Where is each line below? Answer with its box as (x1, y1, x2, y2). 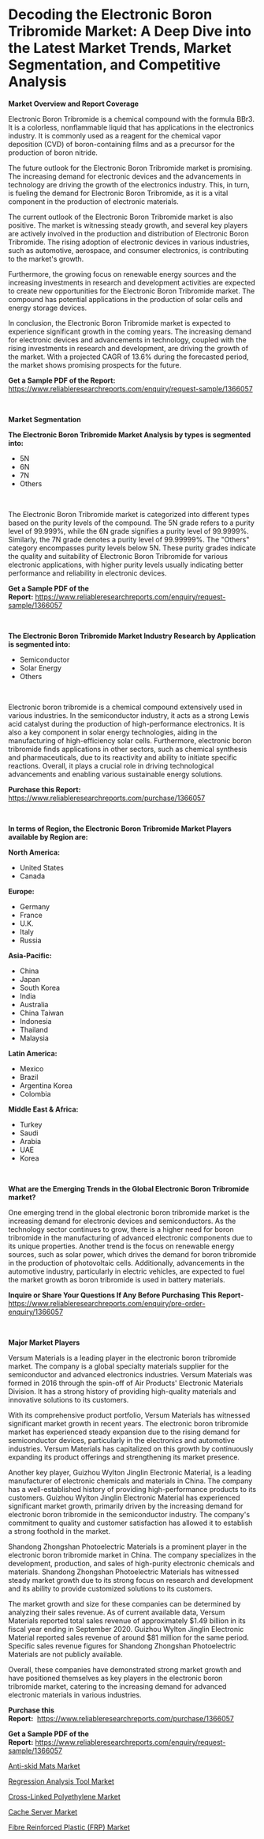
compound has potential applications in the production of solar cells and (8, 294, 243, 304)
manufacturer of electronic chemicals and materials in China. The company (8, 1476, 253, 1486)
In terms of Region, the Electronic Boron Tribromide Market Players (8, 824, 232, 833)
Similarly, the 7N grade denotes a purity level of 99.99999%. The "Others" (8, 534, 250, 544)
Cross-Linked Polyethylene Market (8, 1792, 121, 1801)
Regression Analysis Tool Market (8, 1777, 114, 1786)
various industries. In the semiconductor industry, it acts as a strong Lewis (8, 710, 250, 720)
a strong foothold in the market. (8, 1526, 111, 1535)
